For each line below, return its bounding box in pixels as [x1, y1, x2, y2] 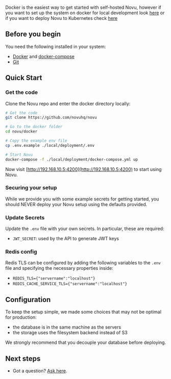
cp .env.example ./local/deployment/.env [5, 143, 95, 148]
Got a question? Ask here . [12, 368, 67, 374]
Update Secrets [5, 214, 45, 221]
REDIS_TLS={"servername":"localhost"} [12, 276, 95, 281]
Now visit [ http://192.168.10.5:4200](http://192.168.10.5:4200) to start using [5, 166, 162, 172]
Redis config [5, 248, 37, 256]
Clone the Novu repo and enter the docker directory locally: [5, 100, 131, 107]
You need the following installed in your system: [5, 43, 106, 49]
